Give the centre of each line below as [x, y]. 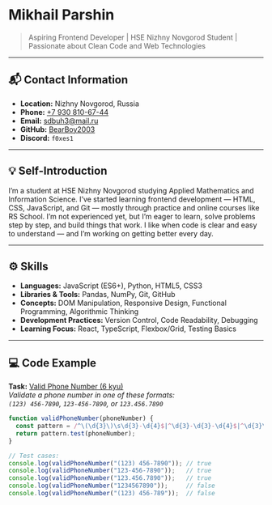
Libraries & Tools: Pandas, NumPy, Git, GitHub [98, 295]
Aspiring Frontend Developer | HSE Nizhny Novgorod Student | [133, 37]
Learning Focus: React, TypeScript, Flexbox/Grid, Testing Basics [128, 329]
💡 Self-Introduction [58, 171]
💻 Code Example [53, 363]
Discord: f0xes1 [47, 138]
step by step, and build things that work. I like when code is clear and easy [133, 225]
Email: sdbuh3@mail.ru [59, 121]
